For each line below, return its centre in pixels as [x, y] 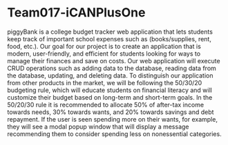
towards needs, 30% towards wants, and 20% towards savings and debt [111, 112]
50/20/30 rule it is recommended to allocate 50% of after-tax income [106, 104]
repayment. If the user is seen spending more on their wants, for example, [112, 119]
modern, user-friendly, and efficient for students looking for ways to [104, 54]
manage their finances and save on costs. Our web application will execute [114, 60]
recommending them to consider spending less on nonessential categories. [115, 134]
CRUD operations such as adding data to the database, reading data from [112, 68]
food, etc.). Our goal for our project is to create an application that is [104, 46]
